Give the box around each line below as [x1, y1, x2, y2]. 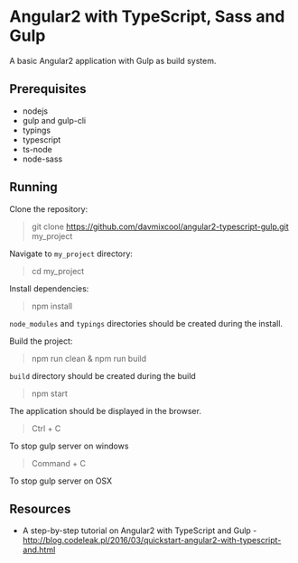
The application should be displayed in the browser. [9, 405, 201, 416]
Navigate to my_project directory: [9, 248, 134, 259]
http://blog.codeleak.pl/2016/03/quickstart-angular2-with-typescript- [22, 535, 282, 546]
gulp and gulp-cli [22, 115, 87, 125]
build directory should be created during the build [9, 370, 196, 381]
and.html [22, 544, 56, 556]
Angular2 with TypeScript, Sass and [9, 6, 285, 27]
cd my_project [31, 265, 85, 276]
